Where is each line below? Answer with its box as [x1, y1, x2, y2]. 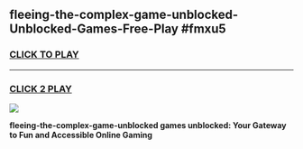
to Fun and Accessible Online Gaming [9, 129, 153, 140]
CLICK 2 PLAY [9, 82, 72, 95]
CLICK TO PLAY [9, 49, 79, 61]
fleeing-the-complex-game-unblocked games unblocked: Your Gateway [9, 119, 287, 130]
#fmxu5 [180, 22, 227, 37]
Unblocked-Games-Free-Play [9, 22, 179, 37]
